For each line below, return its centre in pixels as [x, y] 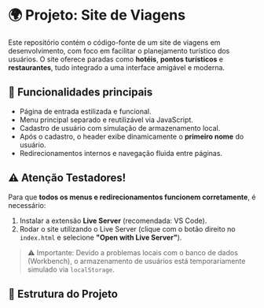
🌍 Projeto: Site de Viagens [97, 15]
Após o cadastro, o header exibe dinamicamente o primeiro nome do [132, 136]
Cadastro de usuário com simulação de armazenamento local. [120, 128]
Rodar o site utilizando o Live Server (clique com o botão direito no [127, 228]
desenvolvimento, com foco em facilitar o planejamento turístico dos [119, 50]
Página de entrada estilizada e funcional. [85, 111]
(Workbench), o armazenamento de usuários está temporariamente [136, 261]
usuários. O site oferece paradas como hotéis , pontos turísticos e [116, 59]
